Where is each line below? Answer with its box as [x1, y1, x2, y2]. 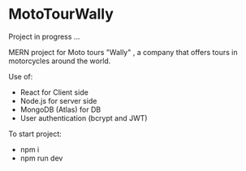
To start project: [8, 129, 63, 139]
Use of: [8, 71, 33, 81]
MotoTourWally [8, 5, 114, 24]
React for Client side [19, 87, 89, 97]
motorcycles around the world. [8, 56, 111, 66]
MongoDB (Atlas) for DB [19, 105, 101, 114]
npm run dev [19, 153, 63, 163]
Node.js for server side [19, 96, 97, 105]
